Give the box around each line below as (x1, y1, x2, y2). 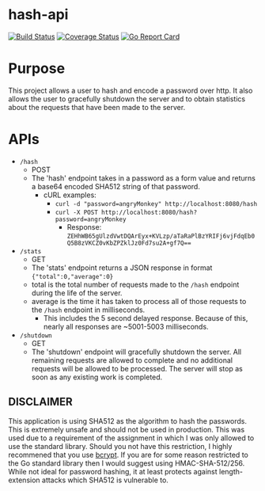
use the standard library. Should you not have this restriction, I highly (8, 441, 233, 451)
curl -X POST (55, 208, 99, 216)
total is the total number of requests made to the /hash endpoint (31, 280, 240, 289)
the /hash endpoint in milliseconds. (31, 305, 146, 314)
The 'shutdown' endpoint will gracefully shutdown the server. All (31, 347, 242, 356)
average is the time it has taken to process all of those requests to (31, 296, 247, 306)
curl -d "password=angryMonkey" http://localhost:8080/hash (55, 200, 258, 207)
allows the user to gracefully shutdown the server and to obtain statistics (8, 93, 246, 104)
